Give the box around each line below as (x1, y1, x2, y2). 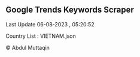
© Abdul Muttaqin (5, 44, 50, 51)
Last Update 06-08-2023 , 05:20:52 (5, 20, 95, 28)
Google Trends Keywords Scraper (5, 5, 134, 15)
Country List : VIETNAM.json (5, 32, 76, 40)
